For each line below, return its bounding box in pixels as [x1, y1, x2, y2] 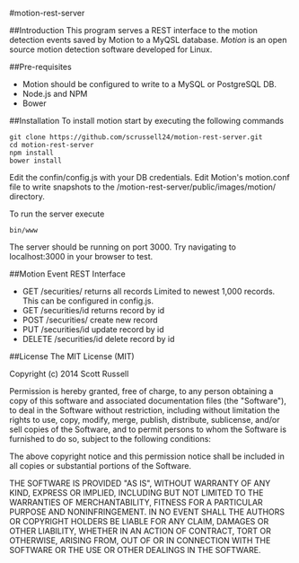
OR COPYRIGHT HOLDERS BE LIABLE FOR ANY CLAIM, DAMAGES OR [9, 516, 269, 526]
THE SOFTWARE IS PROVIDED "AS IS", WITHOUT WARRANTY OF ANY [9, 478, 271, 488]
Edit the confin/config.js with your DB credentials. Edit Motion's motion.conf [9, 172, 290, 182]
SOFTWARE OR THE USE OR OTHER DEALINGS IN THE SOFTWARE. [9, 545, 261, 555]
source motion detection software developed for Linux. [9, 44, 213, 55]
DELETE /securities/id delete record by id [22, 334, 175, 344]
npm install [9, 148, 54, 157]
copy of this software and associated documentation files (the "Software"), [9, 395, 287, 406]
